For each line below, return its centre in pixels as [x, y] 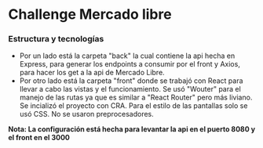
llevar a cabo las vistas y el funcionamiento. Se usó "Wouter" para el [130, 89]
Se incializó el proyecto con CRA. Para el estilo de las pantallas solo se [133, 106]
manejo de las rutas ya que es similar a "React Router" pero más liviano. [136, 97]
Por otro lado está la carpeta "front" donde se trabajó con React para [131, 81]
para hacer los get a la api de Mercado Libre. [92, 73]
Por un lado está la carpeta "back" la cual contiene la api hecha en [127, 56]
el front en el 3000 [39, 138]
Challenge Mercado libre [90, 14]
